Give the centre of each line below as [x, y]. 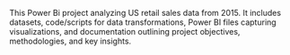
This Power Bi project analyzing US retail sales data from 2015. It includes [145, 13]
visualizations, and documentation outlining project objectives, [125, 31]
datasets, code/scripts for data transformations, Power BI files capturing [143, 22]
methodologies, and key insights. [70, 41]
